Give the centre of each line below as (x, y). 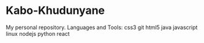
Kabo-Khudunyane (55, 11)
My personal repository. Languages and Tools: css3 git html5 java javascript (102, 27)
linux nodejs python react (38, 33)
